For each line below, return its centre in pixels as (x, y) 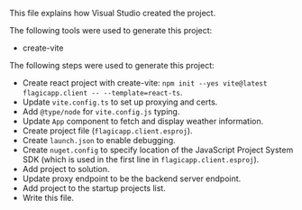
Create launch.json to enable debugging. (99, 140)
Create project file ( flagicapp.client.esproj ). (107, 131)
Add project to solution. (66, 169)
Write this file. (48, 198)
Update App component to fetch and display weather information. (143, 121)
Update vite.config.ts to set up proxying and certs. (120, 102)
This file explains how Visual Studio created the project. (113, 13)
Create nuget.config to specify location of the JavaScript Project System (158, 150)
